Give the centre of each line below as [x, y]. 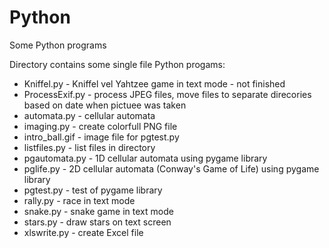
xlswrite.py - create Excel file [83, 232]
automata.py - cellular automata [89, 115]
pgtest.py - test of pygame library [93, 190]
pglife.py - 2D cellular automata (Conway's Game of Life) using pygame [171, 168]
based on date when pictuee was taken [105, 105]
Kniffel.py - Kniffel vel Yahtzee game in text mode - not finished [154, 83]
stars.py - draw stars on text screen [97, 222]
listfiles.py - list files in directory [89, 147]
